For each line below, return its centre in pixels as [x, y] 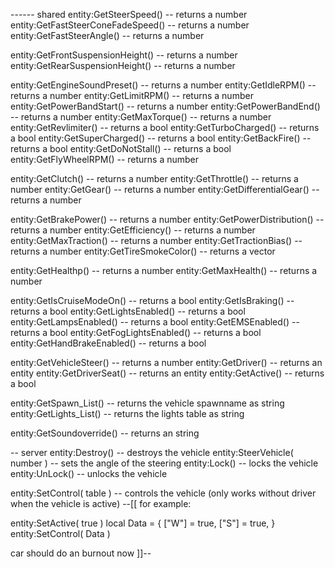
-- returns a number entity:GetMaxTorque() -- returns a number [141, 117]
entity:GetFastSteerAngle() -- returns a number [107, 35]
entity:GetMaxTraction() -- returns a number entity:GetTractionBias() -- [156, 240]
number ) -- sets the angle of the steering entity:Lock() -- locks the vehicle [164, 463]
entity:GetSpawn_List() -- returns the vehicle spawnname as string [147, 403]
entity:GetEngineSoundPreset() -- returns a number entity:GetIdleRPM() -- [163, 85]
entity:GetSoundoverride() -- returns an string [105, 433]
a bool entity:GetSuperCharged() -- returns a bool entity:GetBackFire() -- [161, 138]
